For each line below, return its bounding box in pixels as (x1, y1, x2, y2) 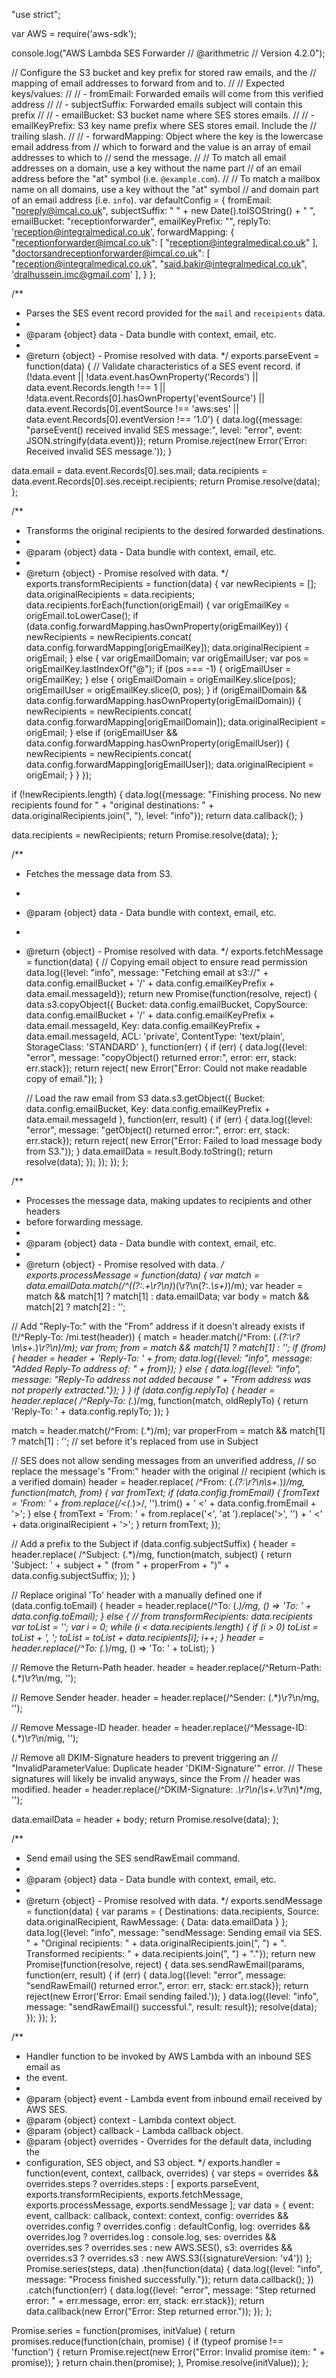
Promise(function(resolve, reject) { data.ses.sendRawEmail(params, (25, 1959, 305, 1970)
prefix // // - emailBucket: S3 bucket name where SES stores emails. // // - (11, 109, 315, 121)
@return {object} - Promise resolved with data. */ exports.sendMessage (25, 1895, 323, 1906)
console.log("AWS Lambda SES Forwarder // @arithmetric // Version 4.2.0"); (11, 47, 326, 59)
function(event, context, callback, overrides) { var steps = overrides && (25, 2167, 319, 2179)
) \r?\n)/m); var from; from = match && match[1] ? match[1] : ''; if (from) (35, 1342, 327, 1353)
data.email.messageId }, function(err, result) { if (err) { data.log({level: (25, 1114, 313, 1125)
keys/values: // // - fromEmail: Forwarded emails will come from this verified (11, 88, 324, 99)
